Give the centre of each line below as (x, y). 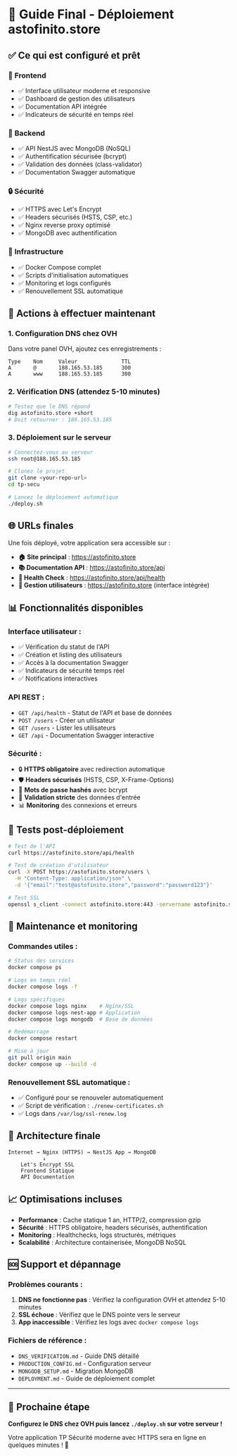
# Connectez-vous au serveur (51, 452)
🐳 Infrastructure (36, 251)
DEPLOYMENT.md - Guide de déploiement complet (87, 1378)
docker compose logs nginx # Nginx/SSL (71, 1006)
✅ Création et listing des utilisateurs (70, 655)
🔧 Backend (26, 133)
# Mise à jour (29, 1051)
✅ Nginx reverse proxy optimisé (64, 225)
